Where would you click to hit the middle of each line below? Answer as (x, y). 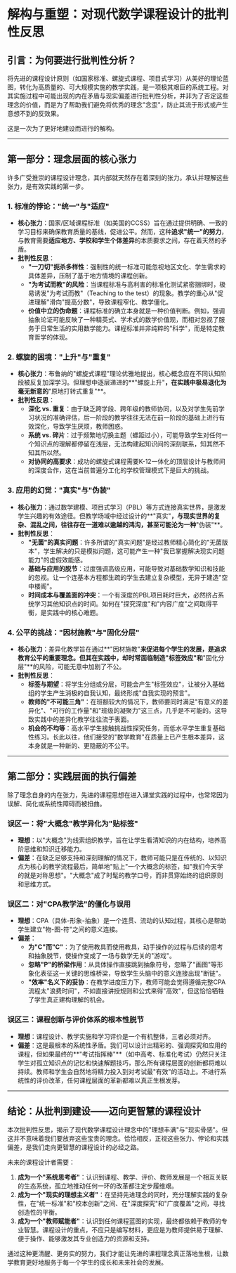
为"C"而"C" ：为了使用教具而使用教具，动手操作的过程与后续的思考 (125, 947)
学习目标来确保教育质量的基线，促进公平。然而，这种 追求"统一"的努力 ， (123, 232)
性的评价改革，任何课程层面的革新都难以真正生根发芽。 (104, 1080)
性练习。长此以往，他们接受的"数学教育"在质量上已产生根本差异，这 (126, 737)
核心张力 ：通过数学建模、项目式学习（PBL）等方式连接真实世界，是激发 (122, 507)
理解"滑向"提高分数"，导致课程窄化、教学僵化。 (103, 302)
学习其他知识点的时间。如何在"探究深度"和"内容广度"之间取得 (123, 603)
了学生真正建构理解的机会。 (68, 1000)
